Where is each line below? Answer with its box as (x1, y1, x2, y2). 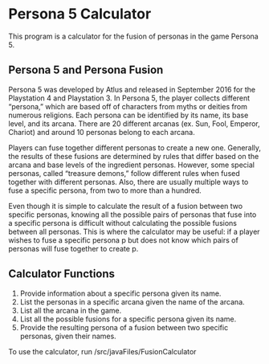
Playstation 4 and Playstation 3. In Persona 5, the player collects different (8, 93, 251, 103)
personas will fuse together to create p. (8, 243, 139, 253)
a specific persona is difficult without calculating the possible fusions (8, 218, 237, 227)
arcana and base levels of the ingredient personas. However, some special (8, 160, 255, 170)
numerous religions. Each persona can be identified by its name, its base (8, 110, 249, 120)
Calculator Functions (8, 267, 115, 281)
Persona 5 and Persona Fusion (8, 63, 164, 77)
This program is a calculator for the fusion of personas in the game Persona (8, 31, 259, 41)
